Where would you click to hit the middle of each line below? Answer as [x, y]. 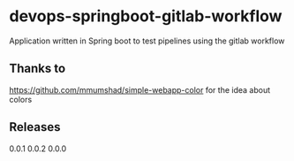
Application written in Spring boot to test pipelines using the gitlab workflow [147, 41]
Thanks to [38, 69]
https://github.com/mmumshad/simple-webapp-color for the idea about [140, 89]
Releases [35, 127]
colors [21, 99]
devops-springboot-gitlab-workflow [146, 16]
